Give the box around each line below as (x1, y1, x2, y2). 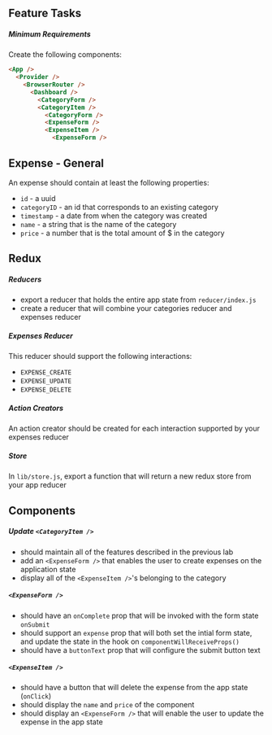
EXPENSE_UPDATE (19, 378, 72, 386)
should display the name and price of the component (19, 700, 195, 710)
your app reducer (8, 480, 67, 490)
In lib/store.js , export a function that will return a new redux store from (8, 471, 252, 481)
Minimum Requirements (8, 28, 91, 39)
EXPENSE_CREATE (19, 369, 72, 377)
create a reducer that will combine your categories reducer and (19, 304, 233, 313)
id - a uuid (19, 193, 56, 203)
